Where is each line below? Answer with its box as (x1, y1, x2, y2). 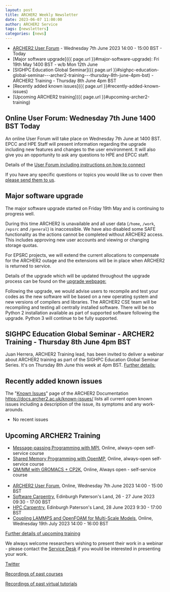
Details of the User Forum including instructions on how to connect (5, 162, 146, 168)
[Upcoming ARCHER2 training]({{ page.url (12, 94, 101, 100)
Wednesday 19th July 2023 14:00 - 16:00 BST (12, 521, 109, 527)
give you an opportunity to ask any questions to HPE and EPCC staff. (5, 151, 149, 158)
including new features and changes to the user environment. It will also (5, 146, 156, 152)
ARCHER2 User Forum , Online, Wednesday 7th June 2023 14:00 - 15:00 (12, 482, 163, 489)
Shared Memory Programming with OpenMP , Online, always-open (12, 455, 151, 462)
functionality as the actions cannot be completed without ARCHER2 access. (5, 231, 164, 237)
